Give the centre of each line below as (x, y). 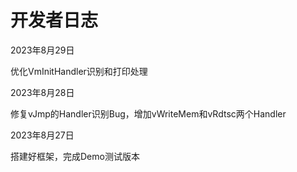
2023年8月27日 (42, 135)
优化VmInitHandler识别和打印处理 (79, 71)
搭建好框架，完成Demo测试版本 (75, 156)
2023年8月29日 (42, 50)
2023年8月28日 (42, 92)
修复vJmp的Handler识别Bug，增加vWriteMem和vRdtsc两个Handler (148, 113)
